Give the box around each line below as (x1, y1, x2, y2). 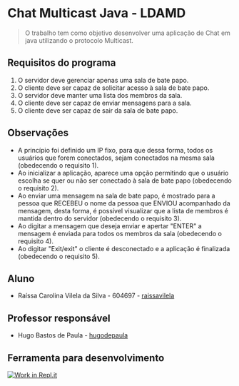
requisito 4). (17, 237, 54, 245)
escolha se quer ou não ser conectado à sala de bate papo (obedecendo (17, 176, 232, 185)
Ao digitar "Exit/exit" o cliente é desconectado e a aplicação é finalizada (17, 244, 230, 253)
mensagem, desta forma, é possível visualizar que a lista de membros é (17, 206, 228, 215)
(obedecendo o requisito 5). (17, 252, 100, 260)
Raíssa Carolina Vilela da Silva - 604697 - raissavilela (17, 291, 175, 300)
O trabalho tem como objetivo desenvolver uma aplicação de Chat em (24, 29, 230, 37)
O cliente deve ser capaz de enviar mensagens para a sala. (17, 98, 192, 107)
